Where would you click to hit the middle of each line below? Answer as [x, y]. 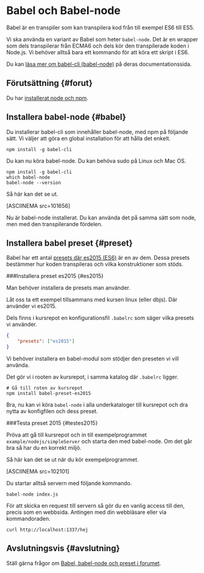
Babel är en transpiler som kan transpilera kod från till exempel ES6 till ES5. [100, 27]
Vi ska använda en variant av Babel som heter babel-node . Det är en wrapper [102, 39]
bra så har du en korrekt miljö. [44, 448]
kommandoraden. [28, 518]
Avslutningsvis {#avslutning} [63, 548]
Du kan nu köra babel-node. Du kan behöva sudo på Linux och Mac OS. [96, 161]
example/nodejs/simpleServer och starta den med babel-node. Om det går [99, 441]
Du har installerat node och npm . [47, 98]
